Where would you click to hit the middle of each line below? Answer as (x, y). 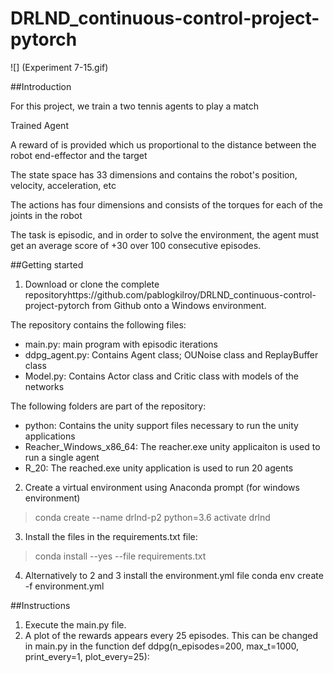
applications (50, 436)
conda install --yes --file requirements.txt (120, 556)
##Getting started (47, 264)
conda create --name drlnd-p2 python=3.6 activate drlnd (152, 517)
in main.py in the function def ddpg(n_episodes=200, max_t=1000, (162, 646)
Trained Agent (39, 125)
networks (44, 386)
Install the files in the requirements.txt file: (111, 536)
